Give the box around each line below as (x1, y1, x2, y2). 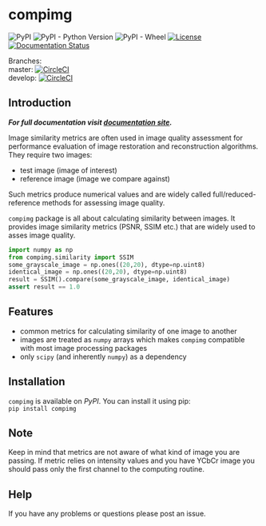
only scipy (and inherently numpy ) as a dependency (19, 352, 187, 361)
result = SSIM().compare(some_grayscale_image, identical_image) (8, 276, 230, 284)
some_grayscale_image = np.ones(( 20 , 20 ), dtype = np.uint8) (8, 261, 205, 269)
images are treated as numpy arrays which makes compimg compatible (19, 334, 245, 345)
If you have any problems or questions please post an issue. (8, 509, 206, 519)
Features (8, 305, 54, 319)
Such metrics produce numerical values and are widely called (8, 189, 212, 199)
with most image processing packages (19, 343, 148, 353)
